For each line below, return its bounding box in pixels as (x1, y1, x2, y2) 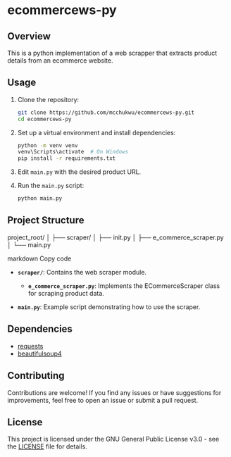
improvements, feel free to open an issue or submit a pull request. (7, 396, 199, 404)
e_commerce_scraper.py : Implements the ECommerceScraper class (27, 281, 220, 290)
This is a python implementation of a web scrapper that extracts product (7, 49, 218, 57)
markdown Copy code (7, 254, 72, 263)
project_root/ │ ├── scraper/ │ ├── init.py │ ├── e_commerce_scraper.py (7, 233, 224, 242)
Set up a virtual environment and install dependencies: (17, 128, 176, 137)
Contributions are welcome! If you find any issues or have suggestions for (7, 388, 222, 396)
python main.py (17, 195, 63, 202)
